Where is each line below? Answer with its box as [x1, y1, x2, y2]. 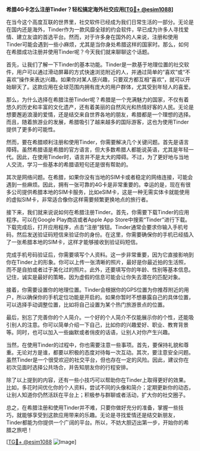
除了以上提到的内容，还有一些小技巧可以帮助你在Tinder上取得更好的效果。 [6, 376, 189, 384]
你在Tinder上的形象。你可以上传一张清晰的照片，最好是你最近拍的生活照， [6, 259, 189, 265]
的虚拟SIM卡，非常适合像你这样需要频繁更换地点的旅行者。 [6, 196, 152, 203]
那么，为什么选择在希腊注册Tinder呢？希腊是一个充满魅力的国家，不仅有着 [6, 96, 189, 103]
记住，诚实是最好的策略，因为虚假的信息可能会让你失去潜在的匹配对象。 [6, 274, 183, 280]
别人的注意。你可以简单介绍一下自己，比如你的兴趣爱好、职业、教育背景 [11, 322, 189, 328]
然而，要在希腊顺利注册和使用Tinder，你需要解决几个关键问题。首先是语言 [6, 138, 189, 146]
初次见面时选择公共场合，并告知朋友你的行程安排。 [6, 364, 132, 370]
